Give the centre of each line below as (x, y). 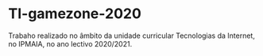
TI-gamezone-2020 (75, 14)
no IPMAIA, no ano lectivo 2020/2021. (70, 43)
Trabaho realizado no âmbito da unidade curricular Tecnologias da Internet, (132, 35)
